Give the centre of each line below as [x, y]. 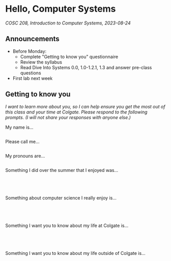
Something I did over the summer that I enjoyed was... [62, 170]
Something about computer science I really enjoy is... [61, 198]
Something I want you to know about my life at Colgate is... [67, 225]
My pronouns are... [25, 156]
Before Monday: [30, 51]
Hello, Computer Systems [61, 9]
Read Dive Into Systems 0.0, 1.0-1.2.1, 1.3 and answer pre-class [86, 67]
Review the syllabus [41, 62]
